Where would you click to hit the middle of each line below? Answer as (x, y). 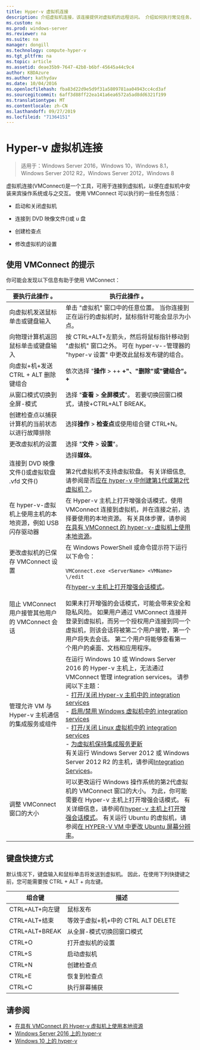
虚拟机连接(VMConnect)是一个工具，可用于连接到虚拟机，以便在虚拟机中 (96, 186)
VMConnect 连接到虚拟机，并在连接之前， (125, 510)
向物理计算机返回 (33, 337)
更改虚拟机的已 (30, 553)
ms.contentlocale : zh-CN (37, 106)
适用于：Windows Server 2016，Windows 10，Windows (90, 166)
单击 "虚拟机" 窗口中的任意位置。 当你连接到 (127, 308)
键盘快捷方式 (30, 859)
